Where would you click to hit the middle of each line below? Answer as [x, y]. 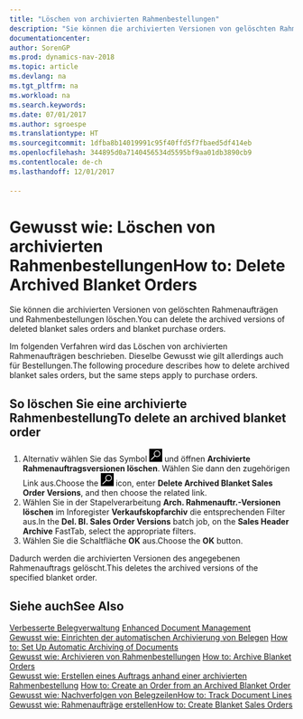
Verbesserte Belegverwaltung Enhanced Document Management [130, 628]
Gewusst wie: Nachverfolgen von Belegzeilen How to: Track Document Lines [151, 695]
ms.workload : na [40, 95]
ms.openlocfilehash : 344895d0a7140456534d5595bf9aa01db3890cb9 [131, 153]
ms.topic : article [44, 67]
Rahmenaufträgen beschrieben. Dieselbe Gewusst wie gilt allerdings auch [147, 356]
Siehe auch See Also [67, 606]
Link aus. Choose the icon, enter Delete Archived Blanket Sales [147, 483]
